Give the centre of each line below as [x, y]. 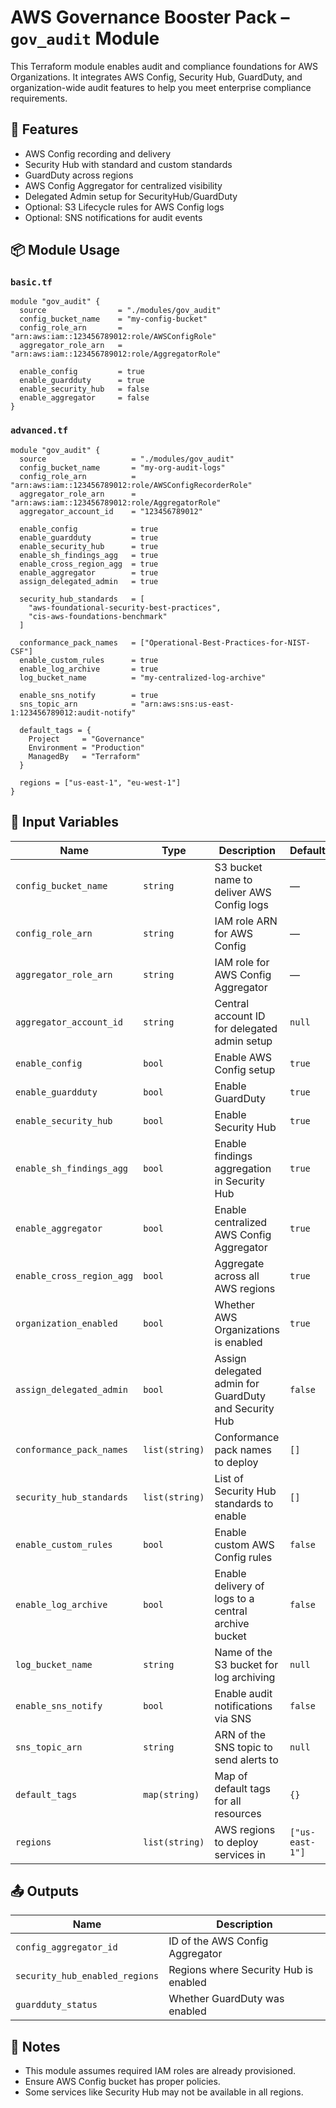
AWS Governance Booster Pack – [150, 17]
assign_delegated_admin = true [89, 581]
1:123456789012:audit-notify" [73, 712]
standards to [244, 1503]
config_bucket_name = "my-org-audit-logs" [122, 467]
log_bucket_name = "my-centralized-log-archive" [143, 677]
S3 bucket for [246, 1664]
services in [240, 1854]
